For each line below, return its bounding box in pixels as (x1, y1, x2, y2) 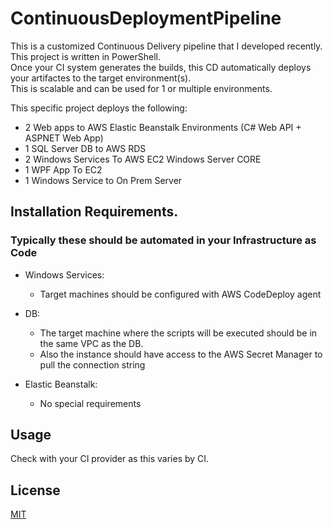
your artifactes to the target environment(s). (10, 72, 192, 84)
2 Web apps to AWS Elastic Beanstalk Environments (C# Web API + (24, 121, 302, 133)
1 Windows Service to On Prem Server (24, 174, 183, 186)
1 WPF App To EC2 (24, 163, 103, 176)
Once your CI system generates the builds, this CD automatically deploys (10, 61, 312, 73)
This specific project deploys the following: (10, 102, 188, 114)
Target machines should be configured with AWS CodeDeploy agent (39, 288, 322, 300)
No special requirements (39, 397, 142, 409)
